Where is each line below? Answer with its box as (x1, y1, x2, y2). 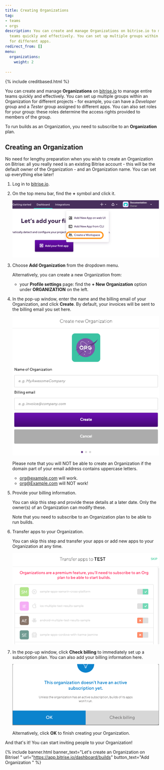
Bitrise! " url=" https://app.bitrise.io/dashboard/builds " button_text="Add (5, 754, 150, 760)
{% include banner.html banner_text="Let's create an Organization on (5, 749, 145, 755)
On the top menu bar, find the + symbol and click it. (12, 191, 116, 197)
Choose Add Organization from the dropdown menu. (12, 262, 120, 269)
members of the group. (5, 114, 52, 120)
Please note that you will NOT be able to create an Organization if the (12, 460, 151, 466)
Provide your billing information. (12, 490, 77, 496)
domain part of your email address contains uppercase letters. (12, 465, 138, 472)
